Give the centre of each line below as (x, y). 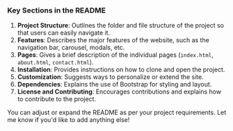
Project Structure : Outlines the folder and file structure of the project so (121, 26)
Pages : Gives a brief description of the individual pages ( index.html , (115, 55)
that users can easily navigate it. (64, 33)
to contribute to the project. (56, 99)
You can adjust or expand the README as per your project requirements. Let (117, 112)
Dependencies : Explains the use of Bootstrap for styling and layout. (114, 85)
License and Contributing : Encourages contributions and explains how (119, 91)
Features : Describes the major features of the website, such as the (113, 40)
